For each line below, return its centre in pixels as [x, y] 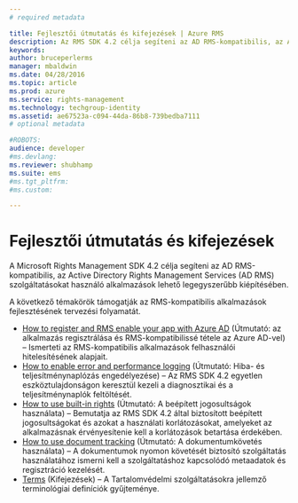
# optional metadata [47, 124]
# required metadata [47, 17]
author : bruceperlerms [51, 59]
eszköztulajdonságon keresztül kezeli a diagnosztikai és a [127, 385]
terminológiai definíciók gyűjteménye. [90, 489]
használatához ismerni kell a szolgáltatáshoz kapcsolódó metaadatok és [154, 460]
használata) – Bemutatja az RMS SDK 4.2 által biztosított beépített [142, 413]
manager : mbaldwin [43, 67]
